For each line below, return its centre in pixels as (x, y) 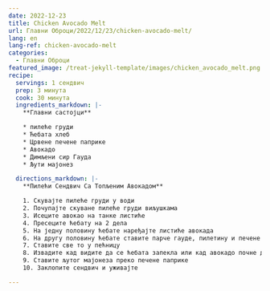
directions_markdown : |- (57, 179)
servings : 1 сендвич (50, 83)
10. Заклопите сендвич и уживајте (80, 268)
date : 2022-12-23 (37, 16)
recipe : (21, 75)
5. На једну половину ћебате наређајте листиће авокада (119, 230)
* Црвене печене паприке (64, 142)
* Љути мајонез (48, 164)
